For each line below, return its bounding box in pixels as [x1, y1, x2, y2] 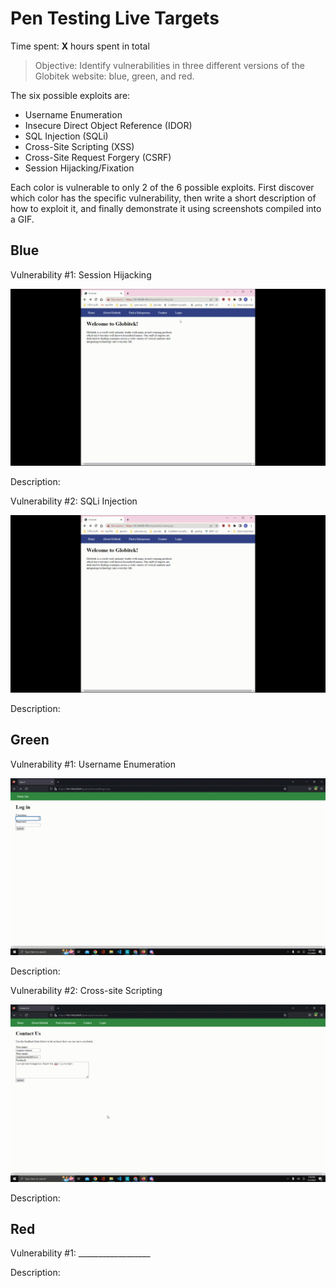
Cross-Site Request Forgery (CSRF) [24, 151, 172, 163]
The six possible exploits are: [10, 89, 131, 101]
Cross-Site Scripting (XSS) [24, 140, 135, 152]
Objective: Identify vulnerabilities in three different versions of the [34, 59, 305, 71]
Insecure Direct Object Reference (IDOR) [24, 119, 193, 131]
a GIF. [10, 213, 35, 225]
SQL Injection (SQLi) [24, 130, 109, 142]
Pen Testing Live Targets [10, 7, 220, 30]
